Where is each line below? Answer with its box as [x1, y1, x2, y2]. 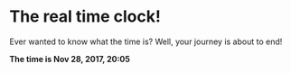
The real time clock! [9, 6, 161, 27]
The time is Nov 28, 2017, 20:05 [9, 53, 131, 64]
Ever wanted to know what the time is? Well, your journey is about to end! [9, 36, 283, 47]
